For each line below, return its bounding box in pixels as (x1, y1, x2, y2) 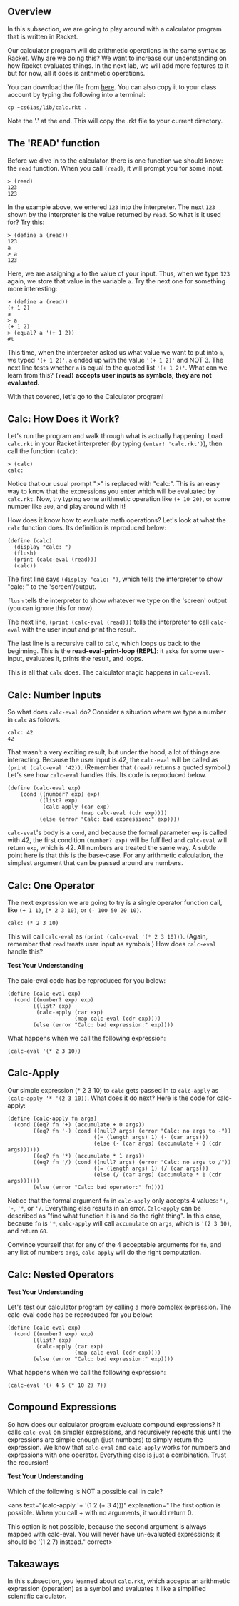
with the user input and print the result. (21, 625, 137, 634)
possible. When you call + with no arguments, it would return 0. (7, 1508, 194, 1517)
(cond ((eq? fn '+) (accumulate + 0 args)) (14, 1121, 145, 1128)
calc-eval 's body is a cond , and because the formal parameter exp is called (7, 828, 228, 837)
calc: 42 (7, 729, 34, 737)
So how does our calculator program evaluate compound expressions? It (7, 1420, 221, 1428)
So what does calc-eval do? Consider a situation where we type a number (7, 708, 227, 717)
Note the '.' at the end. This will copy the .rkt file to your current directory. (7, 116, 223, 125)
